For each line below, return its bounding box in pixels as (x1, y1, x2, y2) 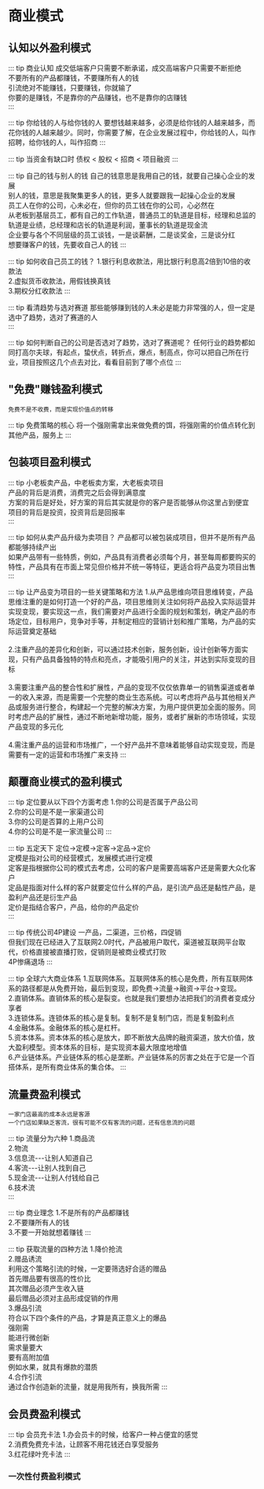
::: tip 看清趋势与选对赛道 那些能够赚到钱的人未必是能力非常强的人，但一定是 (8, 303, 255, 312)
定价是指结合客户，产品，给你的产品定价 (8, 903, 139, 912)
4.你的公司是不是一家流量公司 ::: (8, 827, 112, 837)
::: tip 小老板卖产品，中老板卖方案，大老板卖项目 (8, 478, 164, 487)
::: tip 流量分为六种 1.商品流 (8, 1134, 96, 1144)
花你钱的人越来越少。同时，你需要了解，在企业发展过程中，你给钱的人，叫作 (8, 127, 256, 137)
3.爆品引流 (8, 1303, 42, 1313)
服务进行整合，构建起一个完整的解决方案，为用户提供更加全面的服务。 (21, 702, 249, 711)
